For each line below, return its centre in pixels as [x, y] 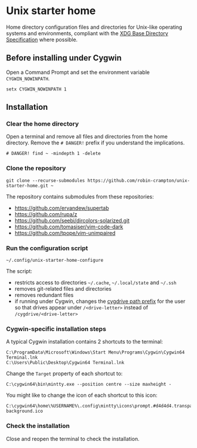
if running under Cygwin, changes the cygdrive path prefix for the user [100, 301]
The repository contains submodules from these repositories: [80, 196]
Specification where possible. [42, 39]
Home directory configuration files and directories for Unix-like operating [94, 27]
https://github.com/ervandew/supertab [62, 208]
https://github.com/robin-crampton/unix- [139, 180]
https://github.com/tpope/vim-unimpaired [65, 233]
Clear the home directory [43, 124]
